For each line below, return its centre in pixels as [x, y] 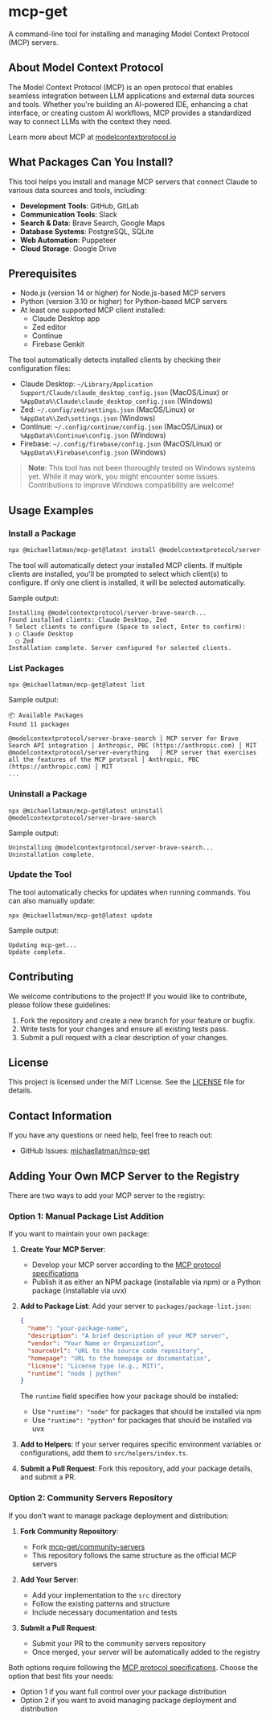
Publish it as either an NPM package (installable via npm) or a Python [146, 1282]
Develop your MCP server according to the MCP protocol [127, 1265]
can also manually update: [52, 900]
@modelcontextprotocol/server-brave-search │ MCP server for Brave [124, 739]
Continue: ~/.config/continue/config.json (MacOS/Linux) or [121, 427]
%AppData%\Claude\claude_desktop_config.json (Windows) [116, 401]
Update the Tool [40, 874]
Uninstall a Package [48, 794]
